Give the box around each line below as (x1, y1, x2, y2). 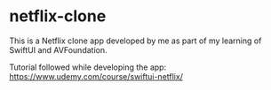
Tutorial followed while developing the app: (9, 62, 167, 72)
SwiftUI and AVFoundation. (9, 44, 108, 55)
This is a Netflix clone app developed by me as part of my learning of (9, 35, 262, 46)
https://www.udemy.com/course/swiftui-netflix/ (9, 71, 184, 81)
